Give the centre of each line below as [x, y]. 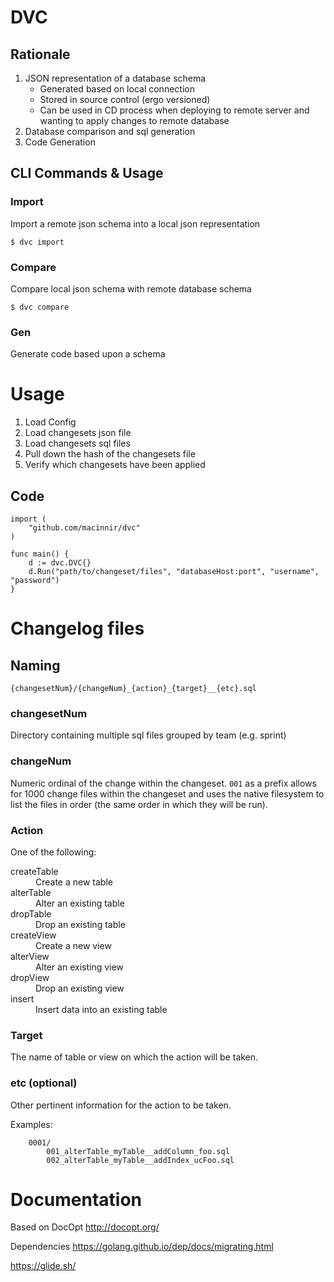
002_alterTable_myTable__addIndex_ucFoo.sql [140, 1160]
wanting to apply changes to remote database [134, 120]
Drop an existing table [80, 924]
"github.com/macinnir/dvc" [84, 528]
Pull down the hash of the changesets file [110, 454]
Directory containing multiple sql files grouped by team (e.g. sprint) [148, 735]
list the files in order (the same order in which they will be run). [139, 804]
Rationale [40, 54]
